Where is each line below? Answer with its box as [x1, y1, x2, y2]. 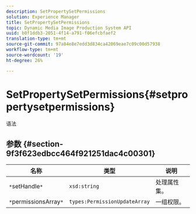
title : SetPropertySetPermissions [6, 19, 90, 25]
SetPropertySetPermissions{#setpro [6, 88, 188, 101]
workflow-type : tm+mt [6, 47, 59, 53]
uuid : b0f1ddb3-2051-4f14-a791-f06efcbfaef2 [6, 30, 116, 36]
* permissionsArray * [9, 198, 64, 206]
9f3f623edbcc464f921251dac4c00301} [6, 149, 156, 158]
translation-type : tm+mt [6, 36, 66, 42]
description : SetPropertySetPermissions [6, 8, 106, 15]
